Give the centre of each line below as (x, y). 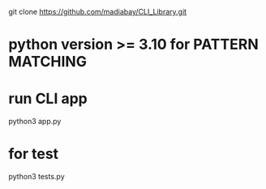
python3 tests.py (36, 177)
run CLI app (48, 99)
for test (34, 154)
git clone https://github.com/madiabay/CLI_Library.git (98, 12)
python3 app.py (35, 122)
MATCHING (48, 62)
